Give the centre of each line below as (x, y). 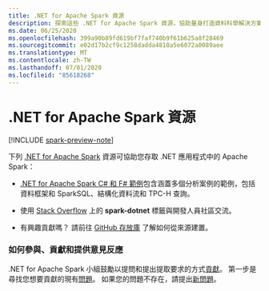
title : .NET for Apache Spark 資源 (66, 16)
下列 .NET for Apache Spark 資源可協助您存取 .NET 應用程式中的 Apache (128, 156)
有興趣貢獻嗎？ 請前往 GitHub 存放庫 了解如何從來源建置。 (116, 227)
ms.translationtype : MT (48, 53)
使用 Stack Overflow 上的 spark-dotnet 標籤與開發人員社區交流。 (128, 210)
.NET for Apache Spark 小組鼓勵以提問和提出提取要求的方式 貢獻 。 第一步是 (132, 269)
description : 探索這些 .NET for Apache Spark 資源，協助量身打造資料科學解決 (129, 23)
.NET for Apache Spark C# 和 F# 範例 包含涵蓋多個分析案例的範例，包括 (138, 183)
